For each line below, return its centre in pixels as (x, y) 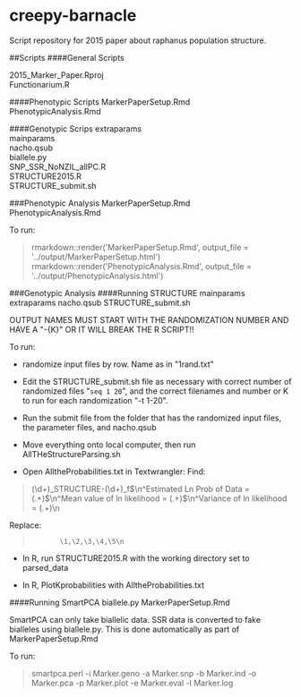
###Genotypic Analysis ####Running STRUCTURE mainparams (127, 293)
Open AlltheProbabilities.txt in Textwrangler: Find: (114, 472)
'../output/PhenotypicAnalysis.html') (97, 276)
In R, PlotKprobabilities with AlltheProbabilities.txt (113, 585)
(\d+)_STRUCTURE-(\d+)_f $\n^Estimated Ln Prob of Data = (140, 489)
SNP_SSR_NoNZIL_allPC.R (57, 166)
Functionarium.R (39, 84)
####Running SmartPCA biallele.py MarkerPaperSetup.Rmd (120, 602)
